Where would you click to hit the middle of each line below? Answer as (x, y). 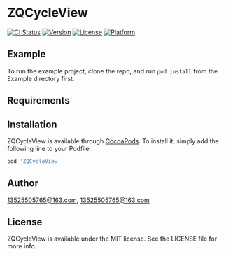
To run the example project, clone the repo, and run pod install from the (113, 71)
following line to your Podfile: (49, 148)
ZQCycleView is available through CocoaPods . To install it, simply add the (113, 141)
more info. (22, 246)
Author (23, 183)
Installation (32, 124)
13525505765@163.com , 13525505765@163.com (79, 200)
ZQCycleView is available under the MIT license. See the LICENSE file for (112, 239)
